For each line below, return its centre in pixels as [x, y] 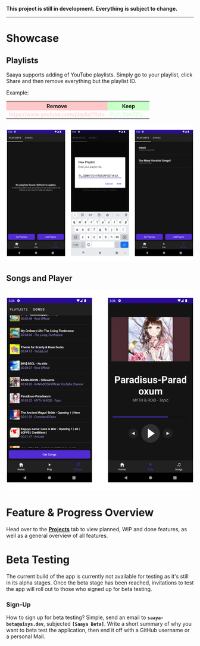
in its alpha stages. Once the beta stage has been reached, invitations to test [100, 583]
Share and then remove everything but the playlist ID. [71, 81]
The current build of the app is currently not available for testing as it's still [97, 576]
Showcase [33, 39]
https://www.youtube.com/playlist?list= [57, 114]
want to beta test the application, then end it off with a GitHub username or [98, 630]
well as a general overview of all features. [57, 535]
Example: [18, 93]
